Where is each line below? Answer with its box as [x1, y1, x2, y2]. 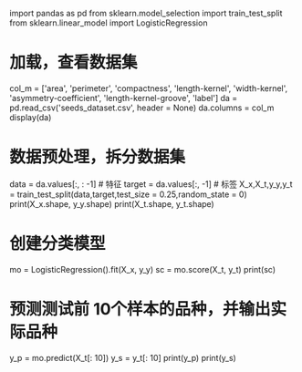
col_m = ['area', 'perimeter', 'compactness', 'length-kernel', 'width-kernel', [9, 82, 288, 94]
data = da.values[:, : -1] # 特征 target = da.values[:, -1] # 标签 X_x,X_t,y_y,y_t [9, 178, 294, 190]
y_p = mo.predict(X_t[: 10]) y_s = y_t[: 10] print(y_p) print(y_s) [9, 352, 237, 363]
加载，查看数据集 [9, 52, 139, 73]
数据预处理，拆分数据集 [9, 147, 186, 168]
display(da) [9, 111, 52, 122]
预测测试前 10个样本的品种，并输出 [9, 299, 271, 319]
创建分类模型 [9, 233, 107, 254]
